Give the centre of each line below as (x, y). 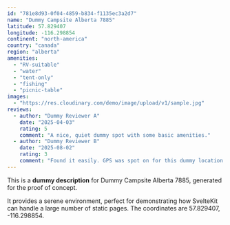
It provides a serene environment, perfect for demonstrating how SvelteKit (113, 201)
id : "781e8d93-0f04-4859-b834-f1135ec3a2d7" (72, 13)
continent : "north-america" (48, 39)
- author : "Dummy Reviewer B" (56, 142)
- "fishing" (31, 84)
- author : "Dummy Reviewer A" (56, 116)
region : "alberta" (33, 52)
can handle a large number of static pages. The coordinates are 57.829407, (114, 208)
